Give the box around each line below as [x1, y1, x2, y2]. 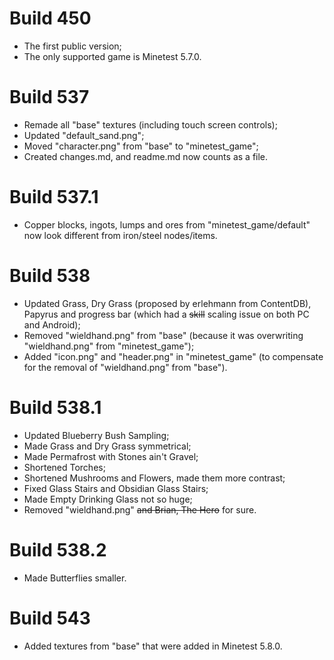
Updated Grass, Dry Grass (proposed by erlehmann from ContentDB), [23, 297, 312, 309]
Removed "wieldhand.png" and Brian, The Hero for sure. [23, 503, 257, 516]
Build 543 [9, 607, 91, 629]
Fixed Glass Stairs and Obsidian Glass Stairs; [23, 482, 209, 494]
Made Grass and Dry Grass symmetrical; [23, 440, 192, 452]
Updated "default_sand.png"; [23, 129, 145, 141]
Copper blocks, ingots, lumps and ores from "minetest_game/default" [23, 218, 311, 231]
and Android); [23, 318, 81, 331]
